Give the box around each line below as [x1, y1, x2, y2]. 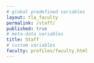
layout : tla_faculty [6, 14, 59, 20]
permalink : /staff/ [6, 20, 56, 26]
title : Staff [6, 37, 39, 43]
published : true [6, 25, 47, 32]
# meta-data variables [6, 31, 64, 37]
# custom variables [6, 43, 56, 49]
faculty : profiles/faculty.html [6, 48, 88, 54]
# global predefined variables [6, 8, 86, 15]
